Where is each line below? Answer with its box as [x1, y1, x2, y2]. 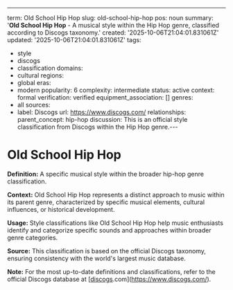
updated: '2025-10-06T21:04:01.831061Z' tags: [7, 36, 141, 44]
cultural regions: [17, 71, 64, 80]
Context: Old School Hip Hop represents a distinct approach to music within [7, 190, 225, 199]
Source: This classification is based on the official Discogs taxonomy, [7, 246, 207, 255]
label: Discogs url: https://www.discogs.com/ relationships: [17, 108, 186, 116]
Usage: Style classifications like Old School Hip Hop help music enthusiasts [7, 219, 224, 227]
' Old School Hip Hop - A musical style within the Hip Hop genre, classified [7, 21, 220, 29]
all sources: [17, 101, 51, 109]
